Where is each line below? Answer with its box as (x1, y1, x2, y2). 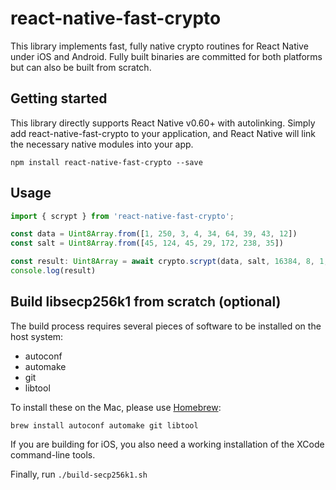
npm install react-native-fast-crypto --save (10, 157, 203, 167)
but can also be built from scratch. (10, 61, 152, 73)
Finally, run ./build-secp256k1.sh (10, 468, 148, 480)
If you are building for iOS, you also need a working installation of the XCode (10, 438, 325, 450)
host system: (10, 330, 64, 342)
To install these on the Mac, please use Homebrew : (10, 401, 222, 413)
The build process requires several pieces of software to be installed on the (10, 320, 322, 332)
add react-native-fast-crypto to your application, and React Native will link (10, 127, 316, 139)
